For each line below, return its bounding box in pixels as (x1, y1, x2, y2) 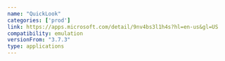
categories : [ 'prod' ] (7, 17, 71, 24)
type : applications (7, 43, 65, 50)
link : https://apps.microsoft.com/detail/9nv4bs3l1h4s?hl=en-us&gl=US (7, 23, 219, 30)
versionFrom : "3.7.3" (7, 36, 71, 43)
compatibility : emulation (7, 29, 83, 37)
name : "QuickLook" (7, 10, 61, 18)
